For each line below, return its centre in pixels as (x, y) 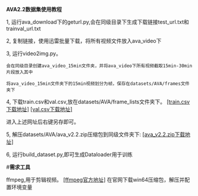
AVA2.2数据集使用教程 (34, 9)
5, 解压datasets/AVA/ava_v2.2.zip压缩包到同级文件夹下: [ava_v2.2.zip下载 (96, 134)
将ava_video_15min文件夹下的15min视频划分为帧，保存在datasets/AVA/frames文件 (98, 84)
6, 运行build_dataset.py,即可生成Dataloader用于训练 (69, 154)
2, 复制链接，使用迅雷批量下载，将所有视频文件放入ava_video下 (84, 41)
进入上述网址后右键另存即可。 (43, 122)
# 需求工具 (18, 167)
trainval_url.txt (23, 29)
